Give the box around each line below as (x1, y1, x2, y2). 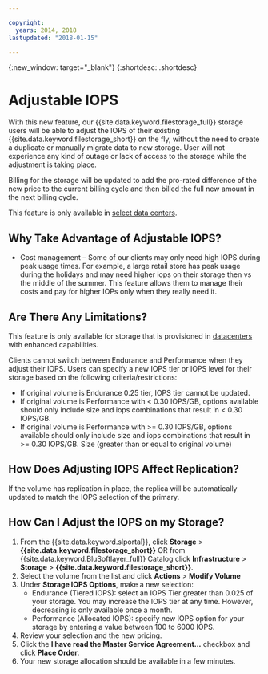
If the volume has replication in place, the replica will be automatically (8, 483, 238, 493)
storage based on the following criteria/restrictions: (8, 372, 178, 382)
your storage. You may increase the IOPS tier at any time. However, (31, 596, 254, 606)
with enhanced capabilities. (8, 339, 99, 349)
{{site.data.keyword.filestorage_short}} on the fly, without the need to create (8, 134, 260, 144)
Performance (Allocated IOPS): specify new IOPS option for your (31, 613, 245, 623)
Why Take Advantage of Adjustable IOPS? (8, 231, 222, 245)
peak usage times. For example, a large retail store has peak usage (19, 262, 241, 271)
